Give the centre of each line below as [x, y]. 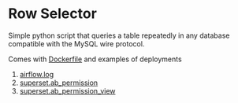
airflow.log [37, 74]
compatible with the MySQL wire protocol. [76, 43]
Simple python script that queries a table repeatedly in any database [119, 35]
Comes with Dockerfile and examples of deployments [95, 59]
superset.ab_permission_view [67, 90]
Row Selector [52, 14]
